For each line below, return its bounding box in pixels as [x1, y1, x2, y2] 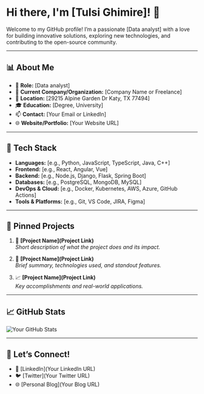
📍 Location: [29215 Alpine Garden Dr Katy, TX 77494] [15, 94, 150, 102]
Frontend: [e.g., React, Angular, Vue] [15, 165, 108, 172]
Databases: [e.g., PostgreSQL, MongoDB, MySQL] [15, 178, 142, 186]
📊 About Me [6, 63, 55, 73]
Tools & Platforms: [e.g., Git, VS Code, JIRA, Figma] [15, 197, 146, 205]
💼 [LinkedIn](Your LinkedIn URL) [15, 365, 96, 372]
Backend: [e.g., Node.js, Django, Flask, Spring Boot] [15, 172, 146, 179]
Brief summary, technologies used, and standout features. [15, 262, 162, 269]
